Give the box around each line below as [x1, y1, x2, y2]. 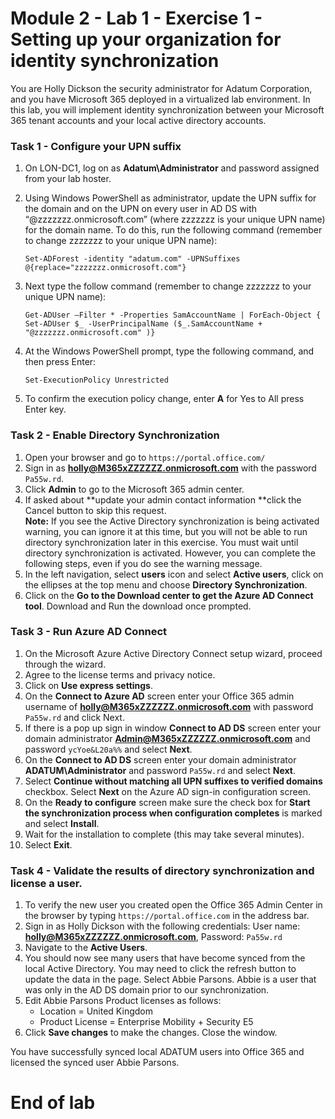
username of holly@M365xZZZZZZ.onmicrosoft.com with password [24, 700, 314, 712]
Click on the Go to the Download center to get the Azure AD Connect [24, 589, 314, 601]
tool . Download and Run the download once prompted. [24, 600, 252, 612]
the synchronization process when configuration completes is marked [24, 807, 323, 819]
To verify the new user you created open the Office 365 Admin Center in [24, 899, 323, 911]
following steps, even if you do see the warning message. [24, 557, 263, 569]
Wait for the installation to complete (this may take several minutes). [24, 828, 305, 840]
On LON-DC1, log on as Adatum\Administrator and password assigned [24, 162, 320, 174]
